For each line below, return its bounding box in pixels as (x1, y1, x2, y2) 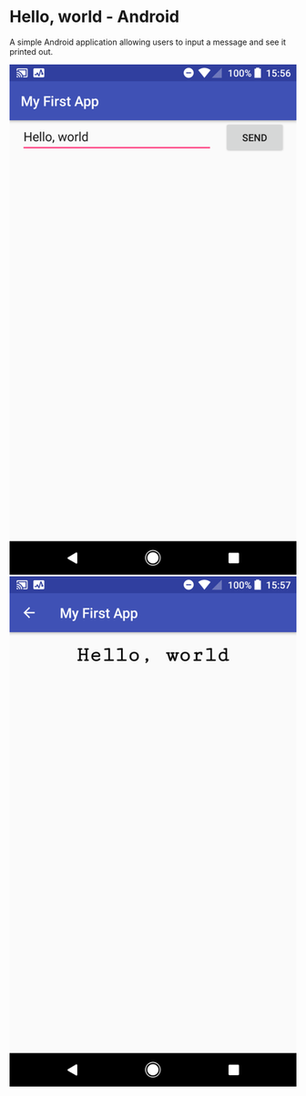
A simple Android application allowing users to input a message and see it (9, 36, 287, 47)
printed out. (9, 46, 54, 56)
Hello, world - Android (9, 6, 180, 27)
